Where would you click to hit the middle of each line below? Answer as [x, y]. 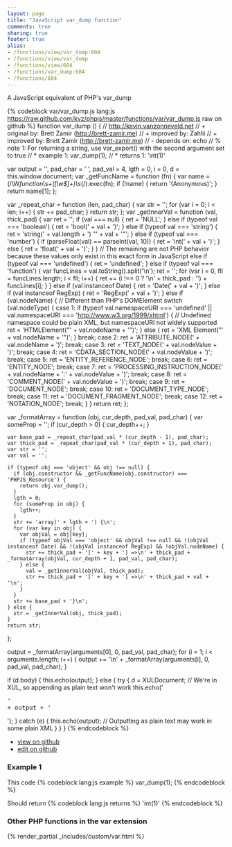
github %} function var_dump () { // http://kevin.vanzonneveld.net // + [106, 126]
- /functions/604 [32, 78]
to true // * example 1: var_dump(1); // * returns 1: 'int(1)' [86, 156]
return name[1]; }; [32, 191]
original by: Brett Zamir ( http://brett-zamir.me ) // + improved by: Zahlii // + [112, 133]
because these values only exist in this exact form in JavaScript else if [107, 256]
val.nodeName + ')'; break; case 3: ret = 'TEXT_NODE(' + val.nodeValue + [112, 345]
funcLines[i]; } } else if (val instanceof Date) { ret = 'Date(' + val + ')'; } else [114, 286]
